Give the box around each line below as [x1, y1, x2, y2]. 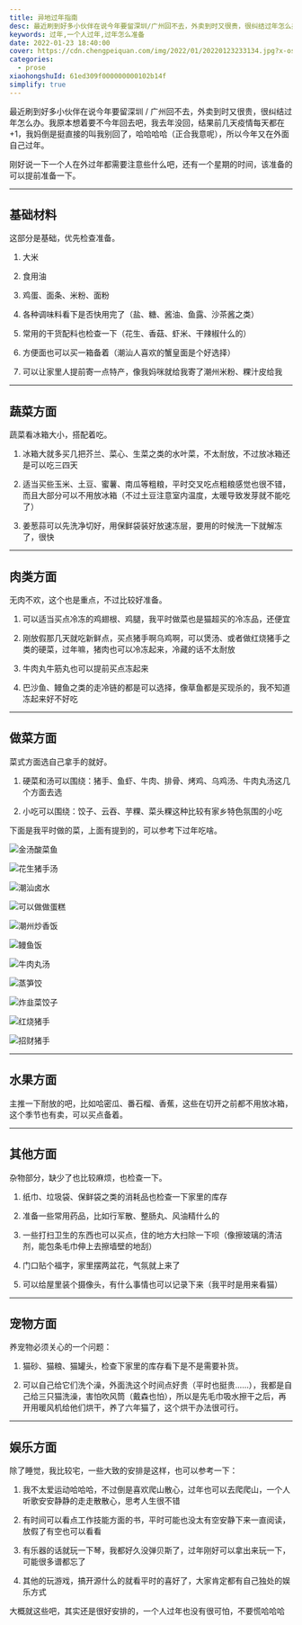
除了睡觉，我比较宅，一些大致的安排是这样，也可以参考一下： [9, 1465, 238, 1476]
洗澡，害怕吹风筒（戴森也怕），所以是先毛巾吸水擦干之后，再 [61, 1391, 287, 1402]
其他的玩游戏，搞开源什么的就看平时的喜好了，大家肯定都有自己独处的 [22, 1576, 283, 1586]
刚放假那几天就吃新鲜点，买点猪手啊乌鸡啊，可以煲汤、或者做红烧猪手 [22, 633, 283, 644]
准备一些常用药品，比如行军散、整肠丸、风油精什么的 [22, 1210, 220, 1221]
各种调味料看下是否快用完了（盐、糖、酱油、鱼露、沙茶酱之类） [22, 309, 259, 320]
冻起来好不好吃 [22, 693, 78, 704]
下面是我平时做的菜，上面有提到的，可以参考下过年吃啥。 [9, 825, 222, 835]
